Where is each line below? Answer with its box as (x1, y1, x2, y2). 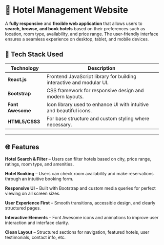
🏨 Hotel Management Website (5, 4, 128, 16)
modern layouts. (46, 93, 84, 100)
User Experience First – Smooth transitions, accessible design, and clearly (5, 200, 156, 205)
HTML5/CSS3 (7, 118, 41, 125)
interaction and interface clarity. (5, 220, 69, 225)
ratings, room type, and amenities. (5, 161, 74, 167)
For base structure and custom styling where (46, 115, 150, 122)
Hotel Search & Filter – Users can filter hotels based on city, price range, (5, 156, 151, 162)
